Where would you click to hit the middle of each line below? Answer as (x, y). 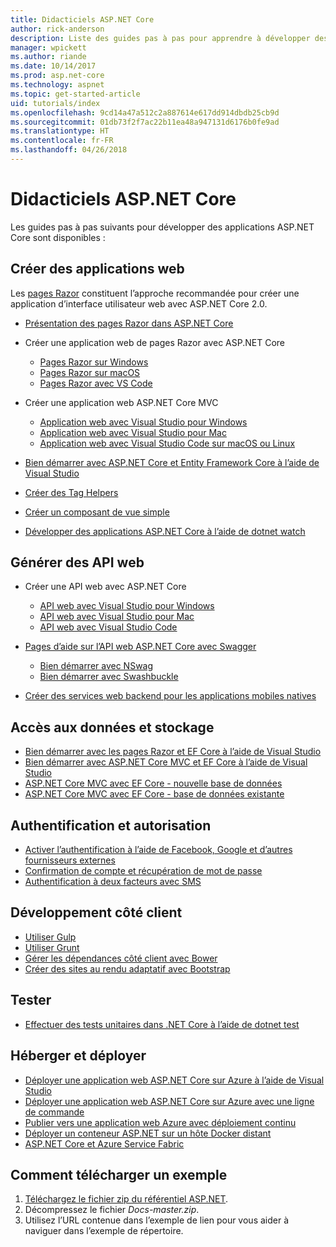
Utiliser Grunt (52, 947)
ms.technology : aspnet (57, 85)
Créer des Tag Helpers (71, 492)
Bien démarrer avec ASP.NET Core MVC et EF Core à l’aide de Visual (166, 762)
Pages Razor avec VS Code (96, 383)
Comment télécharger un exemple (119, 1174)
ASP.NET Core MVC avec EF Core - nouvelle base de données (153, 783)
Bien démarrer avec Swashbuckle (109, 677)
